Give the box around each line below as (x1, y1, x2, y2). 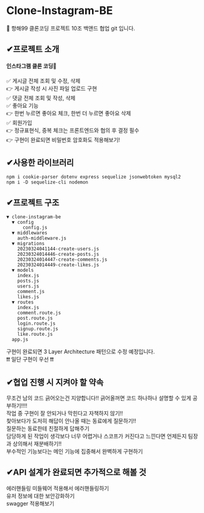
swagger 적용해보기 (6, 500, 55, 507)
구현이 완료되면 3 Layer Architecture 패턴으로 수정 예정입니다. (6, 348, 155, 355)
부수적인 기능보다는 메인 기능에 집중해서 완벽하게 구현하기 (6, 447, 143, 455)
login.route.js (17, 320, 56, 327)
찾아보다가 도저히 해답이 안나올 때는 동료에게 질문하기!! (6, 417, 136, 424)
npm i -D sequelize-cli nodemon (6, 179, 88, 186)
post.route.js (17, 315, 53, 322)
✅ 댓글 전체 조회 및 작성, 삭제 (6, 94, 76, 101)
